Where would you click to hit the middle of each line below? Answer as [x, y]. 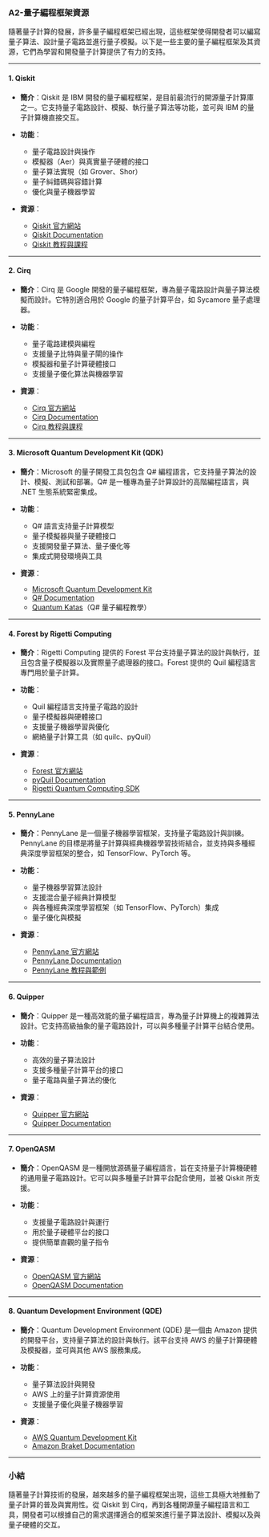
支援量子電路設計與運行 [70, 1221]
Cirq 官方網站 [54, 408]
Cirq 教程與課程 [57, 426]
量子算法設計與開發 [64, 1384]
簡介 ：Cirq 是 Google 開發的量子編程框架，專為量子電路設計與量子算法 [137, 289]
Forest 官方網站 [57, 771]
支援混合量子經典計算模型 [74, 898]
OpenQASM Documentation [78, 1285]
